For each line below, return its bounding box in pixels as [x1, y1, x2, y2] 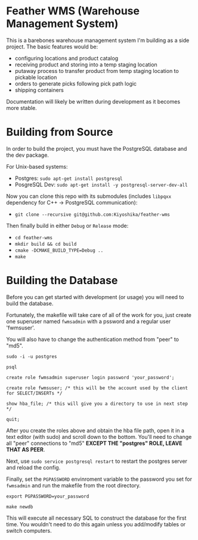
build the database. [6, 300, 54, 307]
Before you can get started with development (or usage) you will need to [6, 293, 184, 300]
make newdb [6, 504, 33, 510]
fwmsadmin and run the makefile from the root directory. [6, 481, 141, 489]
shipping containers [14, 86, 64, 93]
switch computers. [6, 527, 52, 534]
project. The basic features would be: [6, 43, 98, 50]
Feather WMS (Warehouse [6, 4, 140, 18]
